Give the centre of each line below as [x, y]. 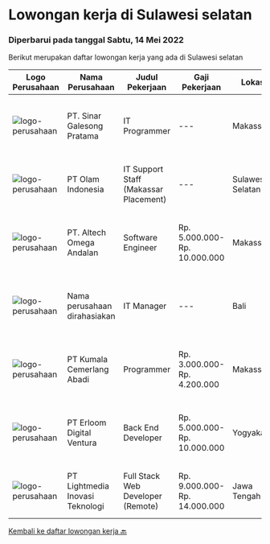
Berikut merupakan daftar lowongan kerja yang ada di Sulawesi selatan [126, 57]
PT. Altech [87, 233]
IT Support [143, 169]
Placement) [145, 200]
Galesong [85, 126]
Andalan [83, 253]
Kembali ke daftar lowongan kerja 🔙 [67, 531]
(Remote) [141, 506]
